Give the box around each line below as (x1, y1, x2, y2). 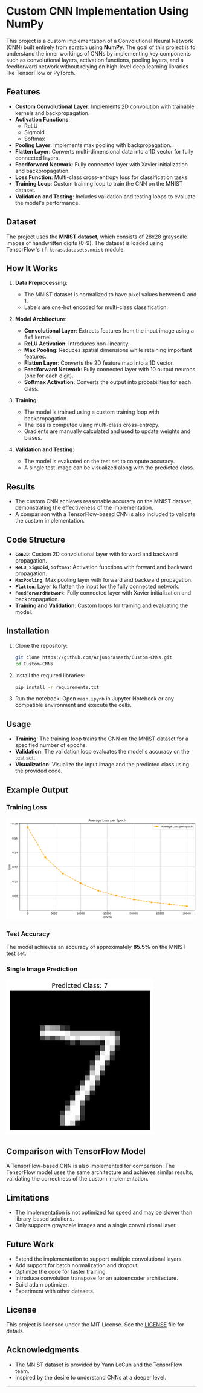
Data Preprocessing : (14, 279, 68, 287)
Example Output (6, 785, 68, 795)
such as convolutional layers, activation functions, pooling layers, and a (6, 56, 184, 64)
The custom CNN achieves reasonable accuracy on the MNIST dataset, (14, 498, 193, 505)
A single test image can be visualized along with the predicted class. (24, 464, 195, 471)
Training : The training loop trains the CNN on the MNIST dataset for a (14, 735, 189, 742)
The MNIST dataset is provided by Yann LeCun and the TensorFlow (14, 1361, 183, 1368)
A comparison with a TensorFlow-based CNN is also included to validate (14, 511, 196, 518)
